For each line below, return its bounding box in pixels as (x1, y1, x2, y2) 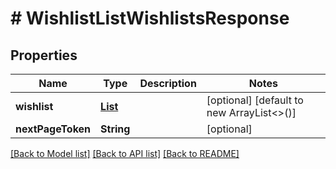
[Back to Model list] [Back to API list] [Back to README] (10, 148, 240, 159)
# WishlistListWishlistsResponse (10, 7, 290, 30)
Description (139, 77, 197, 90)
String (100, 122, 131, 136)
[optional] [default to (206, 93, 304, 107)
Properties (10, 47, 78, 64)
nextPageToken (15, 122, 92, 136)
